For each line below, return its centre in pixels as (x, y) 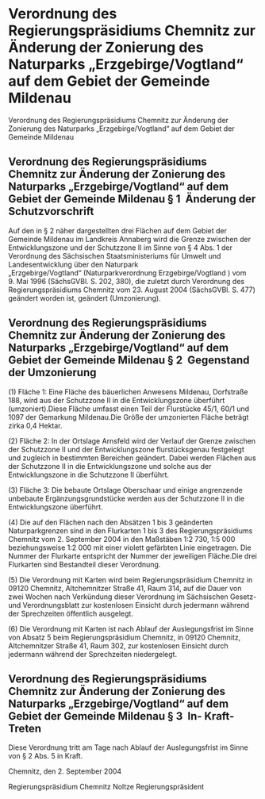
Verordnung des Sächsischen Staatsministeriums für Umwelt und (115, 255)
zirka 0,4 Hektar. (35, 425)
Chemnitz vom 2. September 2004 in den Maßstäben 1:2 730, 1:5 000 (122, 539)
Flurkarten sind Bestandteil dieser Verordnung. (84, 564)
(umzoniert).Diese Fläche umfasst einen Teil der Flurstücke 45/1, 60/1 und (129, 409)
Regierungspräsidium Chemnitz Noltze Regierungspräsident (106, 787)
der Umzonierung (52, 373)
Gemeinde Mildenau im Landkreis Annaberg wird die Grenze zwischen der (130, 239)
